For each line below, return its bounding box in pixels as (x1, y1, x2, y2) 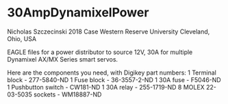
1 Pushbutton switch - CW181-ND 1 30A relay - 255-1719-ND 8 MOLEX (7, 83, 205, 91)
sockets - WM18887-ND (33, 90, 102, 99)
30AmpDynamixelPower (7, 5, 149, 21)
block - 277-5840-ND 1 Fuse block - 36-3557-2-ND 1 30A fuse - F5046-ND (7, 75, 221, 83)
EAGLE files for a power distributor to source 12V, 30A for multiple (7, 48, 193, 56)
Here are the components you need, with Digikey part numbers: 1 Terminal (7, 68, 217, 77)
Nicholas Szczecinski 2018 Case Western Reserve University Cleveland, (7, 27, 210, 36)
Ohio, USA (7, 34, 36, 42)
